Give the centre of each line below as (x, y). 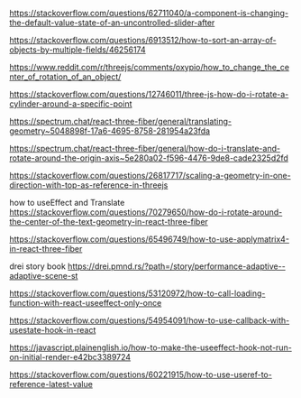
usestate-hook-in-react (53, 330)
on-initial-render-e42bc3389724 (70, 357)
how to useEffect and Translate (67, 203)
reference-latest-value (51, 384)
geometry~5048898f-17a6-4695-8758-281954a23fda (109, 131)
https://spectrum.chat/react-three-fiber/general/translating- (121, 121)
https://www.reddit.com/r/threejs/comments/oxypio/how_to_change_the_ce (150, 67)
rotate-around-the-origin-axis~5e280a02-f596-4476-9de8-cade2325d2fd (149, 158)
